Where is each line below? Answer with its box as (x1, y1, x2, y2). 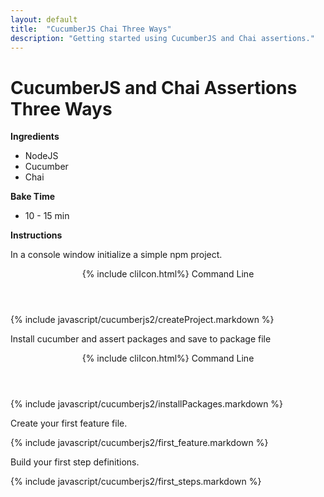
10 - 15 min (24, 210, 70, 222)
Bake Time (10, 191, 56, 203)
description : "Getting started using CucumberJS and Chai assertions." (10, 33, 315, 43)
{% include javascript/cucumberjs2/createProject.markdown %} (10, 314, 275, 326)
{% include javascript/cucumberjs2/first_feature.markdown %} (10, 437, 269, 449)
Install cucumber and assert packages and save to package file (10, 333, 272, 345)
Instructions (10, 229, 63, 241)
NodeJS (24, 150, 59, 162)
